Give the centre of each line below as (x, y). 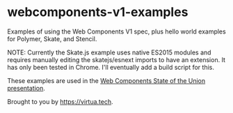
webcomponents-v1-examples (98, 12)
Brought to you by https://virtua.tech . (60, 101)
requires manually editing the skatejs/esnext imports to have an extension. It (116, 59)
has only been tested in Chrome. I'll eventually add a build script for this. (111, 67)
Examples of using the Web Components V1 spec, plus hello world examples (116, 31)
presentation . (26, 88)
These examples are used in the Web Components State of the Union (106, 80)
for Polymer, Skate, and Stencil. (52, 38)
